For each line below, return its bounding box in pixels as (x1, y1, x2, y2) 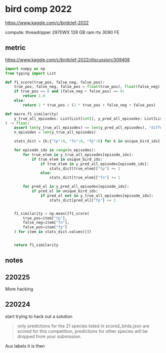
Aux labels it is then (5, 343, 45, 349)
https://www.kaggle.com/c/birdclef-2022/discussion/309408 (5, 57, 130, 63)
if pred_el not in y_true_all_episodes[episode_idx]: (40, 193, 154, 198)
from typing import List (5, 71, 56, 76)
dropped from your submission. (17, 333, 82, 339)
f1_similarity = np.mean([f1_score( (14, 211, 90, 216)
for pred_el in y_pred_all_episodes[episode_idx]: (23, 184, 129, 189)
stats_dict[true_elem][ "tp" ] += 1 (49, 166, 121, 171)
